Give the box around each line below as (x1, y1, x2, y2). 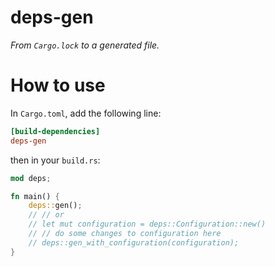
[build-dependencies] (10, 126, 101, 136)
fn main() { (10, 191, 60, 201)
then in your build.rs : (10, 154, 101, 166)
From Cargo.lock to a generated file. (10, 39, 160, 51)
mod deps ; (10, 173, 52, 183)
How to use (10, 74, 106, 97)
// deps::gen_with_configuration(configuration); (28, 237, 240, 248)
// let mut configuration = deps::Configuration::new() (28, 219, 267, 230)
